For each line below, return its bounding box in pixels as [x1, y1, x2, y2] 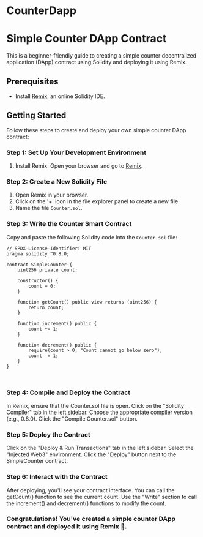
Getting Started [6, 110, 67, 121]
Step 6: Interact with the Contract [6, 473, 108, 481]
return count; [28, 304, 64, 310]
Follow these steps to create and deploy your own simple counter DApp [6, 126, 186, 133]
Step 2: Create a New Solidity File [6, 177, 108, 186]
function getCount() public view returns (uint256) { [17, 299, 157, 305]
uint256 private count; [17, 267, 78, 273]
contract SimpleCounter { [6, 261, 72, 268]
